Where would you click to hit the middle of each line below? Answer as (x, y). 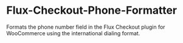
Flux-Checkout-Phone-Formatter (92, 10)
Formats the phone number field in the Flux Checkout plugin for (86, 27)
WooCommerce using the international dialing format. (73, 33)
